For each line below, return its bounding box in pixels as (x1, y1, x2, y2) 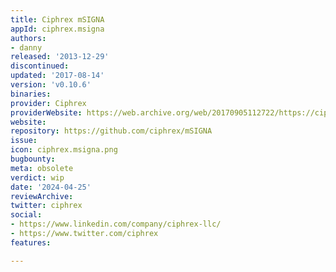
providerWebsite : (10, 107, 83, 118)
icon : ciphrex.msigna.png (10, 145, 118, 155)
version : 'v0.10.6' (10, 80, 92, 90)
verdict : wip (10, 172, 65, 183)
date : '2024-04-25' (10, 182, 92, 192)
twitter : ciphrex (10, 201, 83, 211)
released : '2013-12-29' (10, 52, 110, 62)
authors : (10, 33, 47, 43)
